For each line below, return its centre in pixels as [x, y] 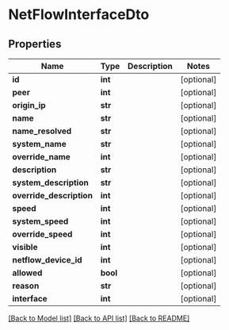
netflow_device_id [47, 260]
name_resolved [42, 131]
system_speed [40, 221]
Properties [35, 44]
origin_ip [29, 105]
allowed [27, 273]
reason [26, 286]
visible [25, 247]
